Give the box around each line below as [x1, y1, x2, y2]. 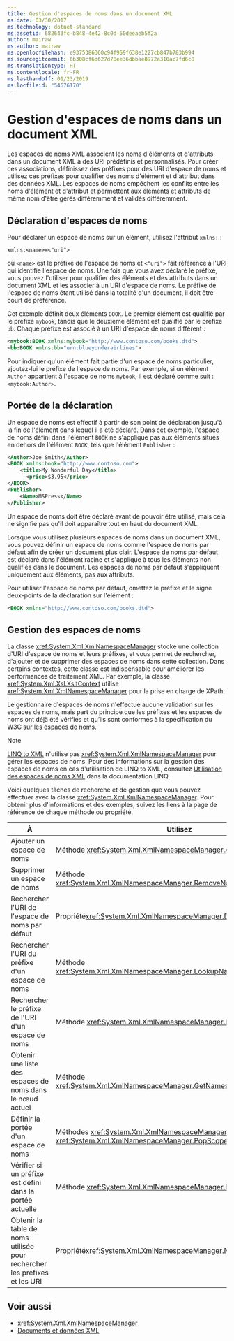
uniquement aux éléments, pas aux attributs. [7, 570, 135, 579]
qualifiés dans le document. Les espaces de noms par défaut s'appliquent [7, 563, 219, 571]
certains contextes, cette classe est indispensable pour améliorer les [7, 665, 205, 673]
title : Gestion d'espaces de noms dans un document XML [7, 10, 173, 17]
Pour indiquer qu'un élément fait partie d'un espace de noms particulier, [7, 357, 214, 365]
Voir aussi [7, 1300, 52, 1312]
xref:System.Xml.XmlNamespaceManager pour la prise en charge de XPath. [7, 687, 225, 695]
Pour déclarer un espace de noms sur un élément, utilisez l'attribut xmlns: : [7, 233, 222, 241]
